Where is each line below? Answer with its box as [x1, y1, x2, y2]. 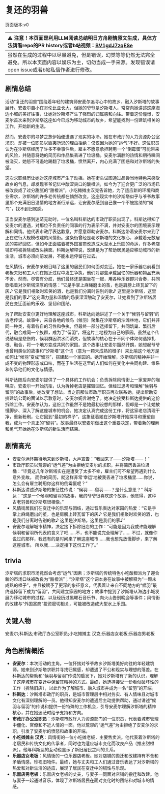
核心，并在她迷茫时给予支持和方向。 [12, 710, 86, 715]
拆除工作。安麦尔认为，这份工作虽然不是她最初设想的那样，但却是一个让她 [5, 401, 156, 407]
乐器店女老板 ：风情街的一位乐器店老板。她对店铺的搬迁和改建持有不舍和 [12, 753, 159, 759]
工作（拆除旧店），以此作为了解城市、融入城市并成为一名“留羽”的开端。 [12, 685, 156, 691]
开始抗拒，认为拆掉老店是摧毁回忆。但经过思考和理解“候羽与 [35, 382, 158, 389]
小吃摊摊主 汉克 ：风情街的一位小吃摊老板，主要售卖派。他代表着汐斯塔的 [12, 734, 160, 740]
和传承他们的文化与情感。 [5, 366, 57, 372]
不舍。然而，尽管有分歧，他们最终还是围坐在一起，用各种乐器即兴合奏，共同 [5, 276, 160, 282]
